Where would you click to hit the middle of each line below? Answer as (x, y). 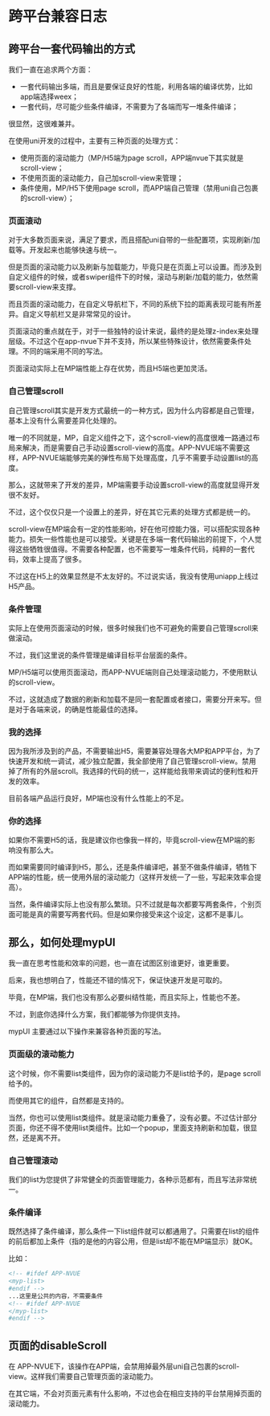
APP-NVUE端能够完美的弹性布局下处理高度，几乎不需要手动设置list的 (137, 457)
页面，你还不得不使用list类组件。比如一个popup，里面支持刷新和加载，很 (129, 1127)
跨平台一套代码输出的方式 (72, 49)
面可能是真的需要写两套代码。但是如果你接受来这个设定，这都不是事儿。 (128, 915)
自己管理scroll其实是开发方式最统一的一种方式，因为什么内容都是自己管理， (133, 410)
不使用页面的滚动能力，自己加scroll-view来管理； (102, 178)
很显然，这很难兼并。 (43, 124)
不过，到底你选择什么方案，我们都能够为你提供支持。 (96, 1014)
